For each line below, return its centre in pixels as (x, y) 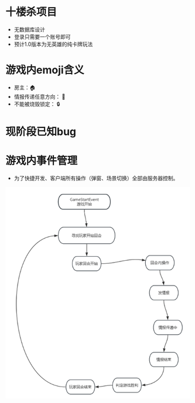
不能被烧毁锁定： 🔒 (37, 104)
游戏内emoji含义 (45, 70)
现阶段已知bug (41, 132)
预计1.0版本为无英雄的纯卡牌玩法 (53, 44)
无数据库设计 (29, 29)
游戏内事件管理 (42, 161)
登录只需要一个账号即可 (42, 36)
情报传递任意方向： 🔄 (40, 96)
